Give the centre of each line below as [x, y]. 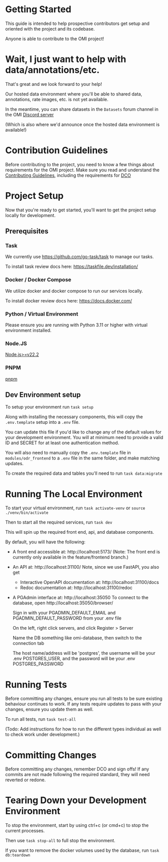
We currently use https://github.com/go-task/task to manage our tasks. [80, 257]
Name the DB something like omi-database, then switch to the [77, 638]
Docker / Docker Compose [38, 280]
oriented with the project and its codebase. [50, 28]
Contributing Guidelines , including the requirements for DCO [68, 175]
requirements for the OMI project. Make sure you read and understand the [82, 170]
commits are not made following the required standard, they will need [78, 775]
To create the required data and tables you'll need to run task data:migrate [84, 473]
